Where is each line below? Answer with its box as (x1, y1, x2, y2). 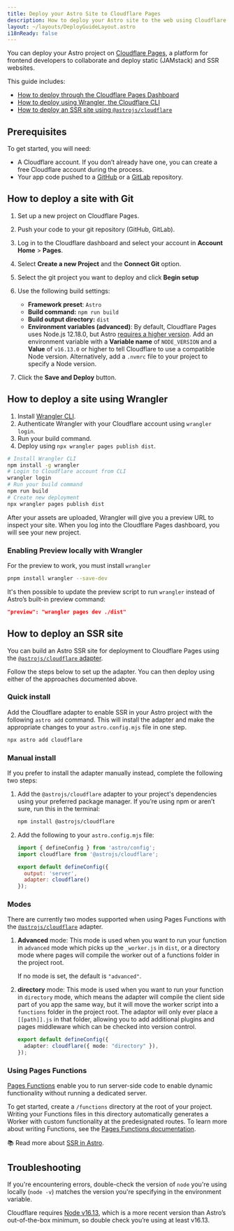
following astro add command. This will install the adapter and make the (7, 715, 215, 724)
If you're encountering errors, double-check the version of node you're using (7, 1180, 227, 1188)
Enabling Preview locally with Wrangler (7, 546, 143, 555)
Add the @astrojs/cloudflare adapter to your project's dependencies (17, 790, 217, 799)
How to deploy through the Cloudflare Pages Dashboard (17, 91, 180, 99)
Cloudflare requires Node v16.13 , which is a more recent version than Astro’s (7, 1209, 226, 1217)
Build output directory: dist (27, 315, 110, 323)
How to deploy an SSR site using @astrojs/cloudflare (17, 105, 173, 114)
